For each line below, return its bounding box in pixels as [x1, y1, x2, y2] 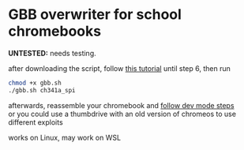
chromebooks [8, 22, 101, 40]
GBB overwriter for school [8, 6, 182, 24]
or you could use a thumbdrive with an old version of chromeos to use [8, 109, 237, 118]
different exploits [8, 117, 63, 127]
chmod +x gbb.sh [8, 79, 62, 87]
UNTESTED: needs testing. [8, 48, 96, 58]
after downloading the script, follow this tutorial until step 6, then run [8, 63, 231, 73]
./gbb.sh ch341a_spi [8, 86, 77, 94]
